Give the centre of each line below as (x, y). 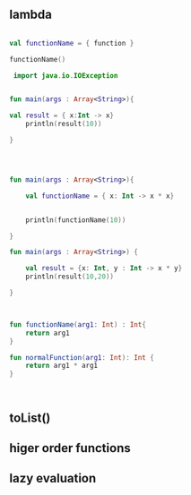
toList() (30, 418)
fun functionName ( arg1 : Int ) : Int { (78, 324)
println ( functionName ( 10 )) (76, 220)
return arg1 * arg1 (62, 366)
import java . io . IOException (65, 75)
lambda (30, 15)
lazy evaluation (53, 478)
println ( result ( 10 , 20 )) (70, 277)
